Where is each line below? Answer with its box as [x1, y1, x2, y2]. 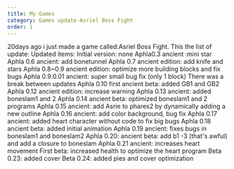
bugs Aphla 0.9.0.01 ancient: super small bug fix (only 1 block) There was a [7, 72, 224, 81]
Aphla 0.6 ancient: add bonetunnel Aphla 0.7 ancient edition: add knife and [7, 58, 223, 66]
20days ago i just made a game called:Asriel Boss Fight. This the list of [7, 43, 212, 51]
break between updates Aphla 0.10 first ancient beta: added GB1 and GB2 [7, 80, 220, 88]
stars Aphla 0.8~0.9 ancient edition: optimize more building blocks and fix [7, 65, 221, 74]
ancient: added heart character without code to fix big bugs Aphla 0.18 [7, 117, 212, 126]
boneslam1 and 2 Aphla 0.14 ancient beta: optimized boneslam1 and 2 [7, 95, 208, 103]
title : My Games [7, 10, 55, 18]
